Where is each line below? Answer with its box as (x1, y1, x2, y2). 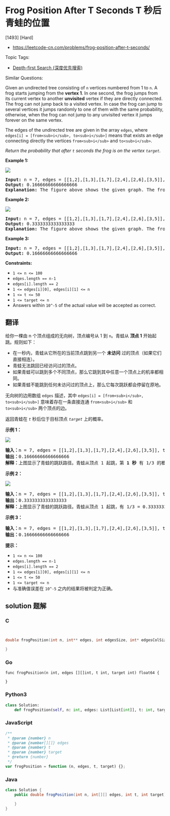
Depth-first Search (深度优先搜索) (12, 65, 83, 71)
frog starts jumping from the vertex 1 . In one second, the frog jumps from (5, 90, 158, 96)
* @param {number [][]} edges (7, 740, 69, 745)
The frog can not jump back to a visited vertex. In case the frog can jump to (5, 101, 163, 107)
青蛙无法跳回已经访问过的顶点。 (12, 362, 79, 368)
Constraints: (5, 260, 32, 266)
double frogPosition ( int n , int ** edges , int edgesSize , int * (5, 638, 139, 643)
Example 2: (5, 196, 29, 202)
